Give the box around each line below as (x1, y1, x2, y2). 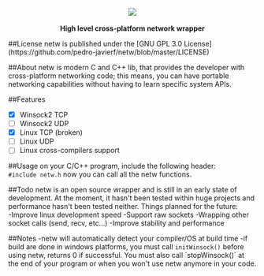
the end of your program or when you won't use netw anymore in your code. (8, 259, 257, 268)
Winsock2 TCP (19, 110, 69, 119)
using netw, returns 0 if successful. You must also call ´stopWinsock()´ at (8, 251, 245, 260)
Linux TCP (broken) (19, 128, 83, 137)
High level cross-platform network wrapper (60, 24, 205, 33)
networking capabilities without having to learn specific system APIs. (8, 80, 232, 88)
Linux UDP (19, 136, 54, 146)
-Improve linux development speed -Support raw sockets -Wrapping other (8, 210, 250, 220)
